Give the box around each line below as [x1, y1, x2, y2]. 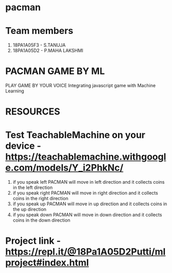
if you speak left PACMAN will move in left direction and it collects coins [12, 179, 165, 185]
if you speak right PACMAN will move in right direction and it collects [12, 190, 158, 196]
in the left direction [12, 184, 53, 191]
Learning [5, 88, 25, 94]
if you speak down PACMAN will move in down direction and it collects [12, 212, 162, 218]
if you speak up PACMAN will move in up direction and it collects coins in [12, 201, 167, 207]
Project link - [5, 235, 61, 247]
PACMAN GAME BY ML [5, 66, 105, 77]
